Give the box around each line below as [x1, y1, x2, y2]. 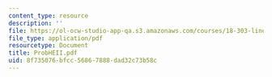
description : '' [8, 19, 63, 27]
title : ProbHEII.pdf [8, 49, 79, 57]
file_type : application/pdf [8, 34, 104, 43]
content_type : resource [8, 11, 89, 20]
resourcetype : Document [8, 42, 89, 50]
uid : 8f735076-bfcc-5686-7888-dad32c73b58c [8, 57, 158, 65]
